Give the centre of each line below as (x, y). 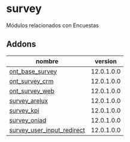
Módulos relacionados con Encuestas (52, 25)
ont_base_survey (33, 71)
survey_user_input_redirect (47, 130)
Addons (21, 44)
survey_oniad (28, 120)
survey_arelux (29, 100)
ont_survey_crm (31, 81)
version (106, 61)
